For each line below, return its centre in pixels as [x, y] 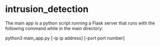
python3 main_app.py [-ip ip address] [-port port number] [65, 38]
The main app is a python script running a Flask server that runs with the [80, 23]
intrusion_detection [47, 9]
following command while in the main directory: [54, 28]
